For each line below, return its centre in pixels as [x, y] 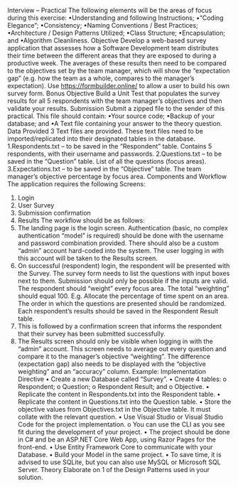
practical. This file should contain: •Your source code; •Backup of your [111, 116]
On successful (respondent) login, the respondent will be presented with [124, 266]
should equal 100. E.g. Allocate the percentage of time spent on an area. [123, 296]
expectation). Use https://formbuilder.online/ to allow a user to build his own [119, 86]
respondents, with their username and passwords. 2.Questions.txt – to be [115, 154]
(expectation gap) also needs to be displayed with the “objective [112, 364]
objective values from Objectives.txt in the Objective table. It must [114, 409]
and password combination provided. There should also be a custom [118, 243]
